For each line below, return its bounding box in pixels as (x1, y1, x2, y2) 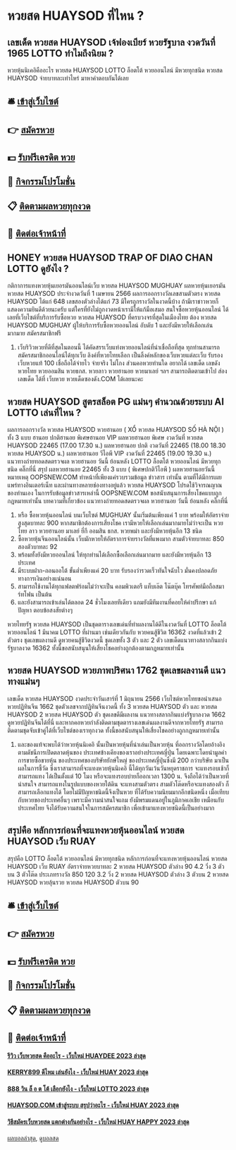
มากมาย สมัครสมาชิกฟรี (7, 329, 61, 338)
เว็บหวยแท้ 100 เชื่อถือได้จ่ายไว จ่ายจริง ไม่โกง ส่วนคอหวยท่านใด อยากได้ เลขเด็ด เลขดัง (17, 359, 221, 367)
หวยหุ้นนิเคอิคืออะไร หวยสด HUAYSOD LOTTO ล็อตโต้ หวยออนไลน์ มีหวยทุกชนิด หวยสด (7, 66, 223, 74)
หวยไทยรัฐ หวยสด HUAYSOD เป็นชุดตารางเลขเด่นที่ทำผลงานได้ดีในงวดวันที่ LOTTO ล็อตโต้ (7, 619, 227, 628)
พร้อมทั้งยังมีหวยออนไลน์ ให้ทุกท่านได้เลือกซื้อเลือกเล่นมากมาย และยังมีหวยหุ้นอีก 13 (17, 550, 212, 559)
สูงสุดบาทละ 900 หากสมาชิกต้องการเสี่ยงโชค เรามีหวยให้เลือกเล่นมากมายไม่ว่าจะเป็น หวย (17, 519, 223, 527)
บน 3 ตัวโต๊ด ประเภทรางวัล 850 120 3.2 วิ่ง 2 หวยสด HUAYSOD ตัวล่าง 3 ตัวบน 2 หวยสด (7, 870, 229, 878)
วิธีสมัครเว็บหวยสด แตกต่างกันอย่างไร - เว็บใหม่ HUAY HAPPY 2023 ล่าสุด (7, 1118, 190, 1126)
